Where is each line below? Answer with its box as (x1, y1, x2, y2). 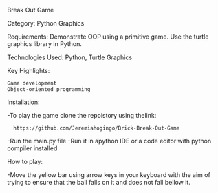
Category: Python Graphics (7, 19, 85, 27)
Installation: (7, 98, 40, 106)
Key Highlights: (7, 67, 50, 74)
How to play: (7, 158, 43, 165)
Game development (7, 80, 57, 87)
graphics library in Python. (7, 40, 83, 48)
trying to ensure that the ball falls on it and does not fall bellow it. (7, 179, 190, 186)
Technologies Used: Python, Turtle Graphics (7, 53, 133, 61)
